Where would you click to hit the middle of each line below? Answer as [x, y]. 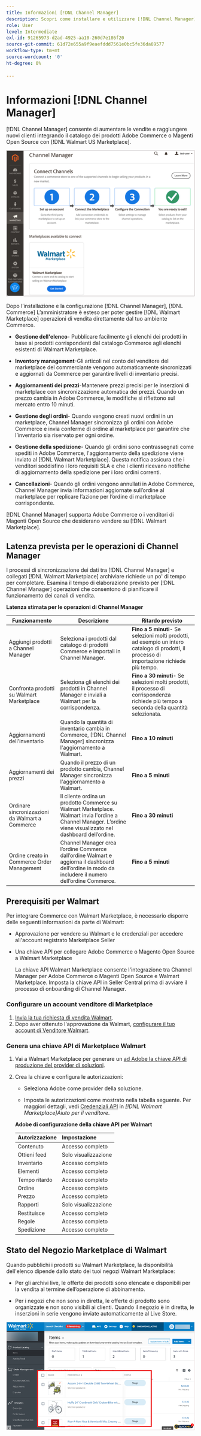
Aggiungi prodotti [30, 642]
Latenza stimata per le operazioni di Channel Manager [75, 607]
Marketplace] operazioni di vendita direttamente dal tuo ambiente [87, 319]
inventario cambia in [85, 729]
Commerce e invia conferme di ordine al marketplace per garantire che [102, 429]
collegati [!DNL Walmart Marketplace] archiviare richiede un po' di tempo [96, 577]
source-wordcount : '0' [34, 57]
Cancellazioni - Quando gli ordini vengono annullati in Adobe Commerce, [105, 484]
